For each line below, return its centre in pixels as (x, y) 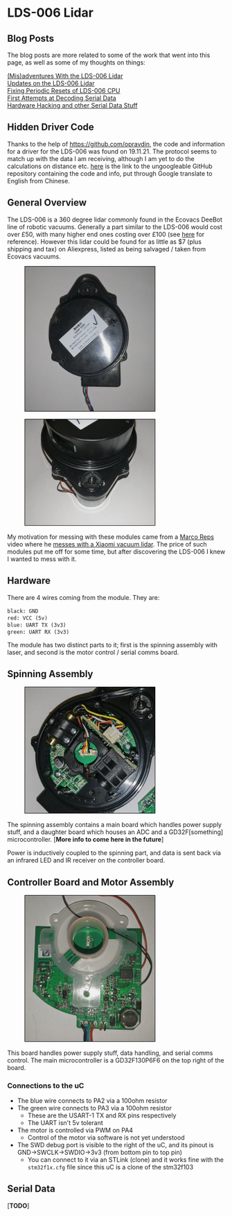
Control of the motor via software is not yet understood (106, 1138)
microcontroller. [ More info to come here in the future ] (86, 840)
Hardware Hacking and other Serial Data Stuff (72, 105)
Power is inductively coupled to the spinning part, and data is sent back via (114, 853)
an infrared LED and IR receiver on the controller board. (86, 860)
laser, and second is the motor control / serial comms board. (93, 652)
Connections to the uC (46, 1085)
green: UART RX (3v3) (38, 632)
